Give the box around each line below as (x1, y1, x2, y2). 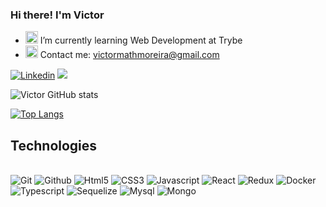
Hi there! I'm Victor (10, 8, 105, 22)
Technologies (10, 137, 98, 154)
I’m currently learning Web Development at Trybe (39, 34, 243, 47)
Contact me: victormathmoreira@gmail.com (39, 49, 220, 61)
